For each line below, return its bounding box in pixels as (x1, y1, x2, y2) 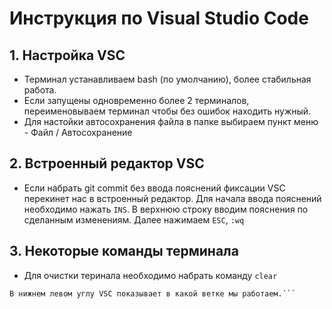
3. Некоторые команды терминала (9, 243, 239, 260)
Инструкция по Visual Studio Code (9, 7, 309, 30)
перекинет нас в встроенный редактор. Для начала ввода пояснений (23, 192, 322, 204)
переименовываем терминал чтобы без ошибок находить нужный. (23, 105, 312, 117)
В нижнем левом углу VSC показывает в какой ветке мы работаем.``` (9, 288, 297, 299)
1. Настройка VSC (9, 47, 126, 64)
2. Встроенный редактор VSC (9, 155, 205, 172)
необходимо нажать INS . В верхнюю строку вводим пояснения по (23, 203, 309, 215)
